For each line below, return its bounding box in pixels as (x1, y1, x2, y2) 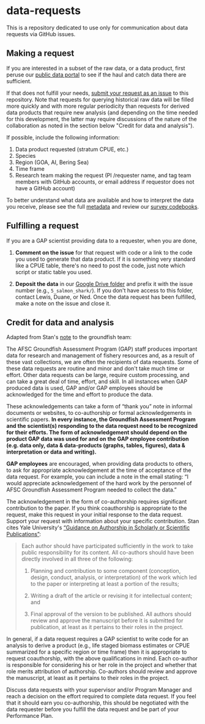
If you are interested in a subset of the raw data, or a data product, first (6, 64, 185, 72)
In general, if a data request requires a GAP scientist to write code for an (6, 635, 188, 643)
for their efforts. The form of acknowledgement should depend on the (6, 429, 188, 436)
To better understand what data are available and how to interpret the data (6, 196, 194, 204)
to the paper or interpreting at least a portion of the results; (30, 580, 179, 588)
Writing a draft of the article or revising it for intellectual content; (30, 592, 193, 600)
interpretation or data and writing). (6, 448, 97, 456)
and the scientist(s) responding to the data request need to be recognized (6, 422, 198, 430)
